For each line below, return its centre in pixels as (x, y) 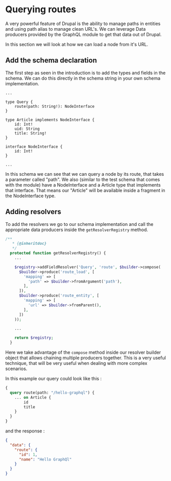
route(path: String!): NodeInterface (55, 106)
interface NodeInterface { (34, 147)
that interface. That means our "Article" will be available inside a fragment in (85, 190)
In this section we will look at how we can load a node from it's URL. (77, 44)
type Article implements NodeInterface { (50, 120)
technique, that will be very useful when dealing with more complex (76, 363)
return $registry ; (34, 338)
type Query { (19, 102)
